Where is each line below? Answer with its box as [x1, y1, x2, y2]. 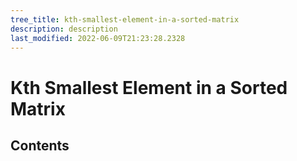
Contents [10, 137, 70, 154]
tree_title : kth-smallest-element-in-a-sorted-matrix [10, 14, 240, 25]
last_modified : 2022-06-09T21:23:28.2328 [10, 33, 186, 43]
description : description [10, 24, 118, 34]
